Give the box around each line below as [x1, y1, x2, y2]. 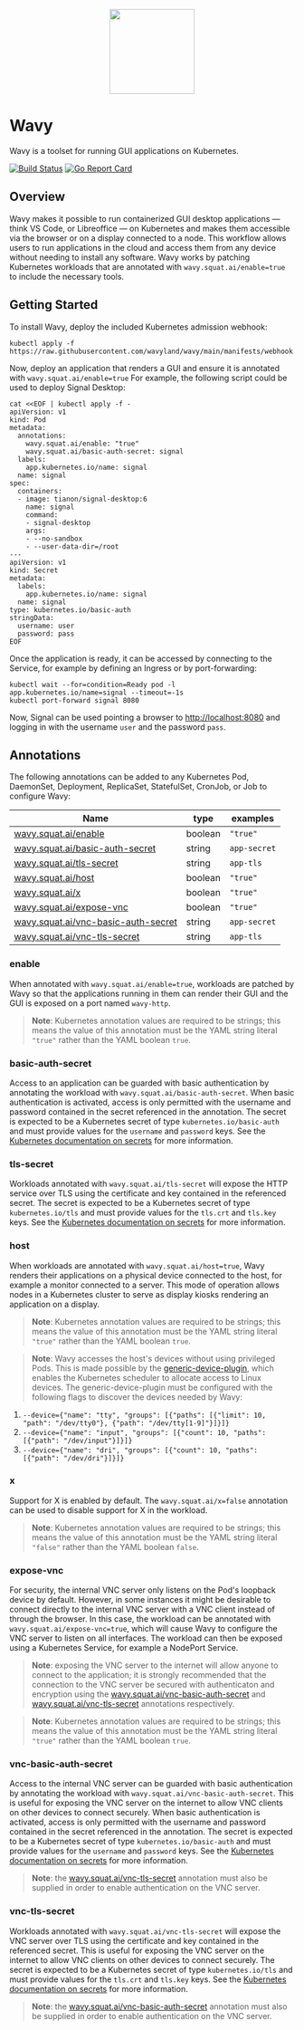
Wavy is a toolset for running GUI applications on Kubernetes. [9, 145, 240, 156]
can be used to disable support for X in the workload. [9, 1504, 208, 1516]
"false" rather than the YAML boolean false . [31, 1541, 199, 1552]
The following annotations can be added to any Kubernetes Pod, [9, 771, 250, 782]
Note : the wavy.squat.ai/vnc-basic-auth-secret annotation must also [31, 2001, 288, 2012]
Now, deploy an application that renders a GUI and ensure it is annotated [9, 362, 280, 373]
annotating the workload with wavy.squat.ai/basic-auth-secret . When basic [9, 1087, 295, 1097]
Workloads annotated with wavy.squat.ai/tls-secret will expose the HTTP [9, 1178, 289, 1190]
